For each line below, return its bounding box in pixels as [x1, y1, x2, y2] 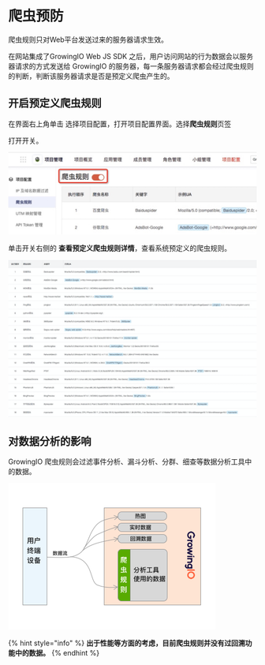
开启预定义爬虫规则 [8, 96, 102, 110]
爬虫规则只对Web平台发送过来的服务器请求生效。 [8, 35, 168, 44]
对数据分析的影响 [8, 435, 91, 448]
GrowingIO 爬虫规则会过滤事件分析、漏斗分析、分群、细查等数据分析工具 [8, 457, 245, 466]
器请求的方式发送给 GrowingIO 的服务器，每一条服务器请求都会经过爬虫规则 [8, 61, 254, 71]
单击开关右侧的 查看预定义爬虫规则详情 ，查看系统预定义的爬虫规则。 [8, 243, 231, 252]
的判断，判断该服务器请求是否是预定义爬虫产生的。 [8, 71, 174, 80]
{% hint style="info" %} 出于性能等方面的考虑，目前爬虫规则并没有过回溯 [8, 638, 246, 648]
